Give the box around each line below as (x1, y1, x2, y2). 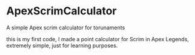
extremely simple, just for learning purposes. (6, 42, 118, 49)
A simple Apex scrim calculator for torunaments (6, 24, 125, 31)
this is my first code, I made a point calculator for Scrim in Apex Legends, (6, 35, 190, 42)
